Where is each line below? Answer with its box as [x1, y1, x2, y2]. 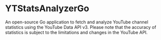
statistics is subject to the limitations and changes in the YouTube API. [5, 29, 148, 35]
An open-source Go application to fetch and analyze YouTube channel [5, 19, 149, 25]
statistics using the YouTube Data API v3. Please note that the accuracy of [5, 24, 157, 30]
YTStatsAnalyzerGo [5, 3, 90, 14]
